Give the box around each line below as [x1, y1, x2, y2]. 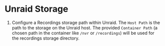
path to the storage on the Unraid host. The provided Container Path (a [11, 24, 158, 30]
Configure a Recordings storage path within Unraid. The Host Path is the [11, 20, 160, 25]
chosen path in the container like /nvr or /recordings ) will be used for [11, 30, 155, 36]
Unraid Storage [4, 3, 69, 15]
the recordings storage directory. [11, 35, 80, 41]
